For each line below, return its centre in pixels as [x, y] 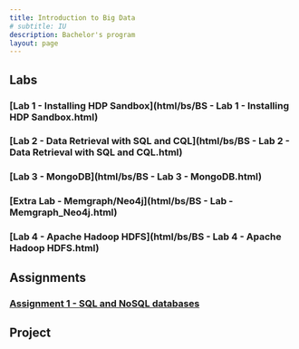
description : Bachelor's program [72, 34]
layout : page [34, 43]
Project [30, 332]
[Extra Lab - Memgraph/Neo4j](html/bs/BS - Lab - [121, 201]
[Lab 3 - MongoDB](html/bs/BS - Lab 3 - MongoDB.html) [136, 177]
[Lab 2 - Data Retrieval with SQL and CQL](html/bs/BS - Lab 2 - [149, 141]
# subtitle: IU [38, 26]
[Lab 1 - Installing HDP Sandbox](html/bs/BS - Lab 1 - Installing [149, 105]
